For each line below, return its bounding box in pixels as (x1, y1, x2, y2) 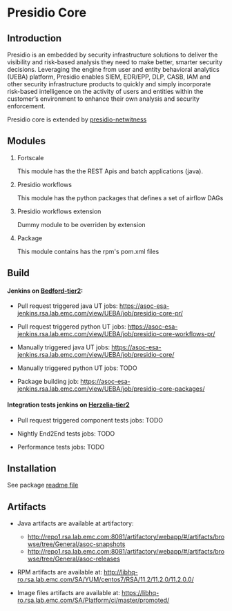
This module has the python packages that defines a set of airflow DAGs (17, 193, 224, 202)
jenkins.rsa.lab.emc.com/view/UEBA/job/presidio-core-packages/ (17, 385, 205, 393)
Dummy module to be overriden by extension (17, 220, 146, 229)
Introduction (7, 32, 62, 44)
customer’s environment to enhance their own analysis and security (7, 95, 200, 103)
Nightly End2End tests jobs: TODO (17, 429, 115, 438)
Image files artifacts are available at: (17, 589, 121, 597)
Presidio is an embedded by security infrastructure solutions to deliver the (7, 50, 218, 59)
